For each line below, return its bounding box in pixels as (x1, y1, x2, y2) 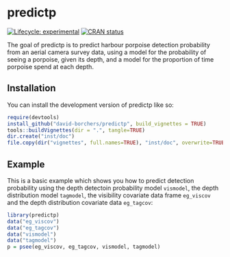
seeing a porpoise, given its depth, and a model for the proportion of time (7, 55, 214, 63)
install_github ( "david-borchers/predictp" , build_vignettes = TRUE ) (7, 120, 207, 127)
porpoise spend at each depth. (7, 62, 94, 71)
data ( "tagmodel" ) (7, 237, 57, 244)
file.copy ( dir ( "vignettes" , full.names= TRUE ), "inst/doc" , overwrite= (7, 139, 213, 147)
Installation (7, 82, 56, 94)
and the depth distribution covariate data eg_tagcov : (7, 198, 153, 206)
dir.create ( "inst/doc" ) (7, 133, 75, 140)
